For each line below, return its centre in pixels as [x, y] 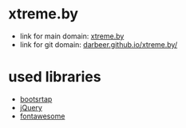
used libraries [55, 77]
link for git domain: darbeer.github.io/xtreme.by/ [99, 44]
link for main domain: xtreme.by [72, 36]
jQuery [31, 107]
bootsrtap [36, 99]
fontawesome [42, 116]
